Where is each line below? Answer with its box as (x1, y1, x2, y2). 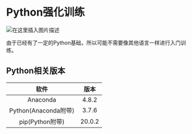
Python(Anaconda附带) (9, 106, 75, 114)
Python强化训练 (6, 5, 85, 19)
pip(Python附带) (19, 117, 65, 126)
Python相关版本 (6, 66, 66, 76)
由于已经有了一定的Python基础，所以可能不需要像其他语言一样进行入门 (6, 39, 181, 46)
